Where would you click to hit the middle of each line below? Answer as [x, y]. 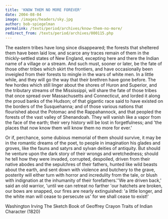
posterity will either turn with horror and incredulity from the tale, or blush [81, 175]
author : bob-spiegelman [30, 24]
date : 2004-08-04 [23, 15]
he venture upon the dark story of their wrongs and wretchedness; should [82, 154]
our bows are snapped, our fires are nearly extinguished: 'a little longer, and [84, 191]
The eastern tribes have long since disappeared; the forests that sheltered [82, 48]
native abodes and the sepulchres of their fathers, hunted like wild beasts [81, 164]
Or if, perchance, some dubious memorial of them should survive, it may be [83, 137]
